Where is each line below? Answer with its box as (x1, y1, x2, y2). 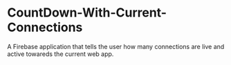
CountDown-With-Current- (7, 5, 167, 21)
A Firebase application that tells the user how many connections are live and (7, 42, 225, 50)
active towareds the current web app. (7, 50, 114, 58)
